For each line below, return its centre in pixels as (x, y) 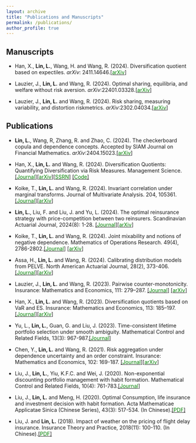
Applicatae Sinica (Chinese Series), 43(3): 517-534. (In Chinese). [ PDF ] (100, 409)
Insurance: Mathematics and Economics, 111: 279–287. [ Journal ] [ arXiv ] (101, 290)
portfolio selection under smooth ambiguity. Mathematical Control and (99, 332)
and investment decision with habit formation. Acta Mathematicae (94, 404)
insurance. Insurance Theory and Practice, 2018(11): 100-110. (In (92, 427)
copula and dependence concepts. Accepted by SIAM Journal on (94, 146)
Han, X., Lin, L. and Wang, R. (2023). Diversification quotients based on (101, 302)
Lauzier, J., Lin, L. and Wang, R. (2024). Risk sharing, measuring (92, 101)
